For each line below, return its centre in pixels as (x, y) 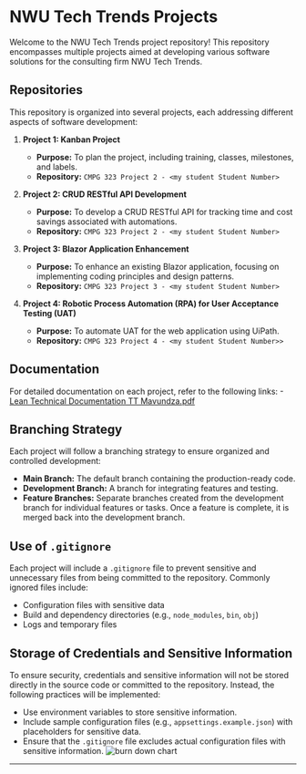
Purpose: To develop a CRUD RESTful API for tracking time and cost (164, 212)
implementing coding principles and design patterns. (135, 276)
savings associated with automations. (107, 222)
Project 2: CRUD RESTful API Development (104, 194)
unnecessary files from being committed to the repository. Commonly (140, 578)
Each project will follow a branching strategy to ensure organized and (140, 451)
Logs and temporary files (70, 624)
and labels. (57, 167)
